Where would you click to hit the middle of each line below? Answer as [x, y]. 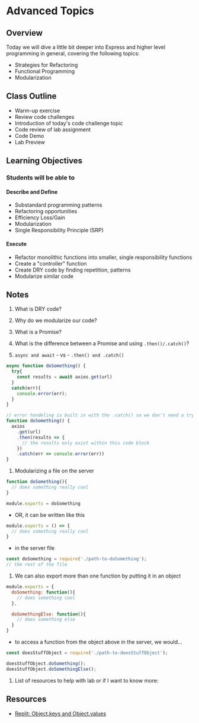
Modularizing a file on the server [54, 471]
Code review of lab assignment [53, 130]
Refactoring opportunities [46, 211]
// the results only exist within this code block [86, 443]
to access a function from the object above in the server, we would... [98, 642]
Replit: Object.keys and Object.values [60, 713]
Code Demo [29, 135]
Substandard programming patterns [58, 205]
